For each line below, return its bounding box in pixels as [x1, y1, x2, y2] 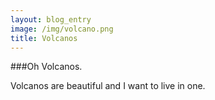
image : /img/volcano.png [10, 24, 114, 34]
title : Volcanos [10, 33, 78, 43]
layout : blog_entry [10, 14, 92, 25]
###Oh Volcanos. [10, 61, 83, 73]
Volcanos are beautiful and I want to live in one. [10, 80, 206, 92]
